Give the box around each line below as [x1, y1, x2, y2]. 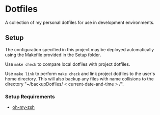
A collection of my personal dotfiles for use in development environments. [5, 19, 155, 25]
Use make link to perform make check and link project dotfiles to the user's [5, 71, 156, 77]
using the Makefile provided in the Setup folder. [5, 52, 101, 57]
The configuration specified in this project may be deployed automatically [5, 46, 154, 52]
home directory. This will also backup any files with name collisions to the [5, 76, 154, 81]
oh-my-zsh [12, 104, 35, 110]
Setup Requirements [5, 93, 55, 100]
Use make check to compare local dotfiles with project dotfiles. [5, 61, 130, 67]
